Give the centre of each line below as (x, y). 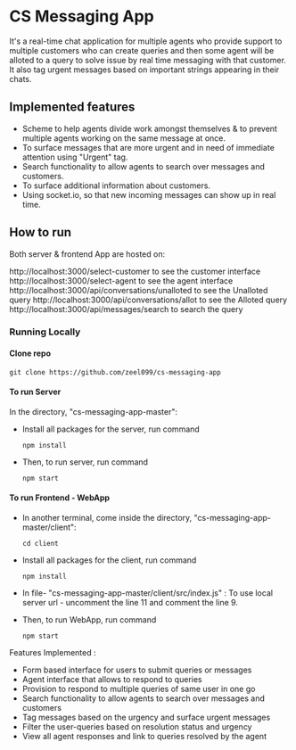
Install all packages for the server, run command (111, 429)
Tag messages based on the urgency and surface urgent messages (146, 717)
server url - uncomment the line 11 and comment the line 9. (130, 603)
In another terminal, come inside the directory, (107, 518)
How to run (41, 232)
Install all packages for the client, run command (109, 560)
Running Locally (45, 332)
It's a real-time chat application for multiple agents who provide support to (146, 41)
